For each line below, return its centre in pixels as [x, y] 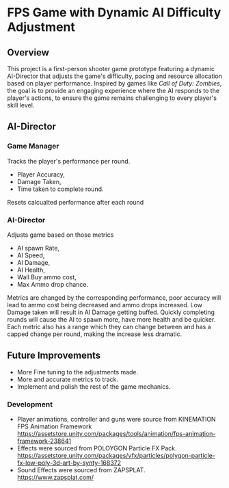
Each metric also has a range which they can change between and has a [109, 326]
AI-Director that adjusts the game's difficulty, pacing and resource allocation [114, 76]
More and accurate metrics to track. [67, 379]
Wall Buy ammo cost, [46, 277]
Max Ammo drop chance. [53, 284]
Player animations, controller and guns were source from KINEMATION [117, 420]
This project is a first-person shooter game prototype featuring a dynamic [111, 69]
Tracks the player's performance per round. [69, 161]
